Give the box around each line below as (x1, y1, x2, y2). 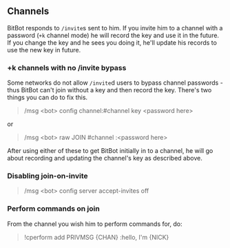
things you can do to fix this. (7, 93, 88, 102)
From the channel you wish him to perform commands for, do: (7, 220, 182, 228)
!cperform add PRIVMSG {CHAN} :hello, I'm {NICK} (23, 233, 169, 241)
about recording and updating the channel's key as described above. (7, 154, 203, 163)
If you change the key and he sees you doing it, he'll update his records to (7, 38, 217, 47)
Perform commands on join (7, 204, 100, 214)
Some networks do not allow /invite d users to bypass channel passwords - (7, 79, 224, 87)
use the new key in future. (7, 45, 81, 54)
